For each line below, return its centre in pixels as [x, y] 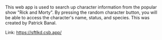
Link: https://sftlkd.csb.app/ [33, 32]
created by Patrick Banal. [31, 23]
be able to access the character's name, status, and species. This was [77, 18]
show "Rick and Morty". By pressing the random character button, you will [81, 12]
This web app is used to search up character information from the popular [81, 7]
